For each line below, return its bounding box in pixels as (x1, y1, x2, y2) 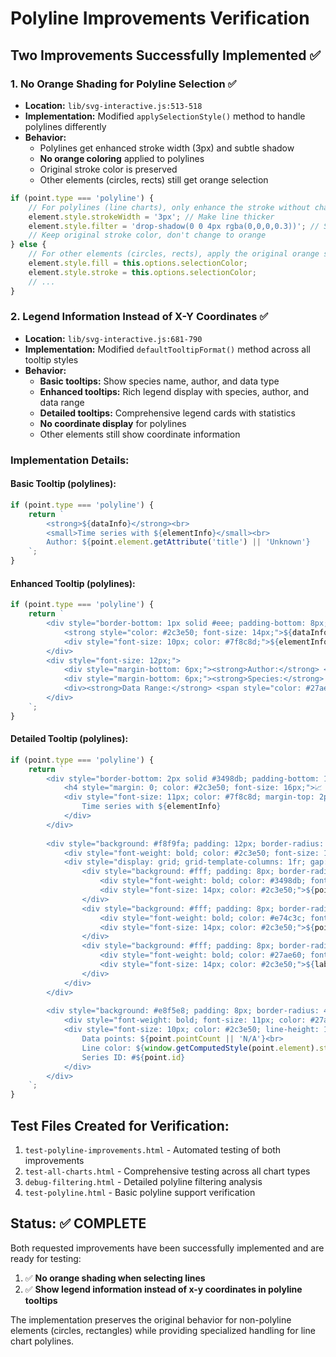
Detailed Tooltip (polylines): (10, 733, 129, 745)
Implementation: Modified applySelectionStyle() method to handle (24, 110, 306, 122)
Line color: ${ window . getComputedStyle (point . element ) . (81, 1043, 320, 1053)
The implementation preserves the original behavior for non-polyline (10, 1313, 292, 1326)
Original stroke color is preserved (39, 163, 178, 175)
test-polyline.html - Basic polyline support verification (24, 1187, 256, 1199)
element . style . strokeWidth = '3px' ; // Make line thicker (28, 212, 275, 222)
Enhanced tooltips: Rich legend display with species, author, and (39, 385, 310, 397)
